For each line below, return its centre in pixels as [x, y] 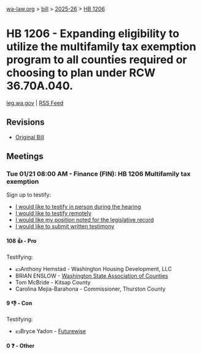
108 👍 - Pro [21, 241]
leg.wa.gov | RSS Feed [35, 103]
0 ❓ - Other [21, 346]
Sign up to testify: [29, 195]
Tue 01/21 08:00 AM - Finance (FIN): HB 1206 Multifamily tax [99, 174]
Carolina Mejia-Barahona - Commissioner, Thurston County [90, 289]
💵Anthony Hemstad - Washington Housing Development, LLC [93, 269]
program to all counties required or [97, 60]
